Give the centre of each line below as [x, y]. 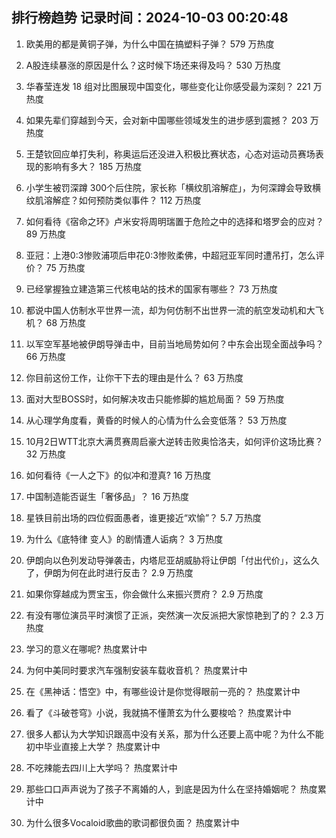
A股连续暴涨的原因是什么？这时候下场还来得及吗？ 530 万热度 [153, 65]
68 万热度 [66, 322]
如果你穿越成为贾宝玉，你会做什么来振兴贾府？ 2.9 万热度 [144, 594]
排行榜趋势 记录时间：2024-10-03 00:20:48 [150, 18]
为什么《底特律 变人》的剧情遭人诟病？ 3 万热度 [124, 539]
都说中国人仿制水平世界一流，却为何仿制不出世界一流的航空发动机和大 [170, 310]
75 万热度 [65, 267]
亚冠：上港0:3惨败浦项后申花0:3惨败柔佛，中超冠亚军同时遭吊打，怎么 [170, 255]
